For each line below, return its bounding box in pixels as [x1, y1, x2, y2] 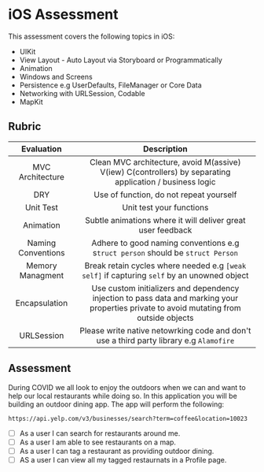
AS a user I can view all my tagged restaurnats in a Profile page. [19, 455, 227, 464]
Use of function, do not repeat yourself [93, 189, 237, 200]
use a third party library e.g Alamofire [96, 335, 235, 346]
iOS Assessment [8, 6, 119, 24]
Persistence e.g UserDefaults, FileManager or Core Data [19, 80, 202, 90]
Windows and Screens [19, 72, 93, 81]
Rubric [8, 120, 42, 133]
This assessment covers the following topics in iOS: [8, 32, 175, 41]
